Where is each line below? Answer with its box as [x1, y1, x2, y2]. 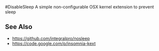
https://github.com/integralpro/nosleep [12, 35, 90, 41]
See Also [5, 23, 32, 31]
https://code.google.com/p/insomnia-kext [12, 41, 96, 46]
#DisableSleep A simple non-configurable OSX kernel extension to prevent [5, 4, 154, 10]
